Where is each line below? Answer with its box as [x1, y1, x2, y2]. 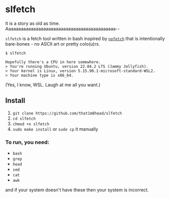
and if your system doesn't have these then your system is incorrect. [5, 187, 149, 193]
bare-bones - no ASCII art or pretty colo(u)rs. [5, 41, 100, 47]
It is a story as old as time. [5, 20, 60, 26]
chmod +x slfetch [12, 122, 50, 127]
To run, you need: [5, 138, 50, 145]
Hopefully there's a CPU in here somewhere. [5, 59, 101, 64]
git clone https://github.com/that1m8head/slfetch [12, 110, 122, 116]
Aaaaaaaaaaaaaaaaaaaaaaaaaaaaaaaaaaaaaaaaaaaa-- [5, 25, 120, 31]
